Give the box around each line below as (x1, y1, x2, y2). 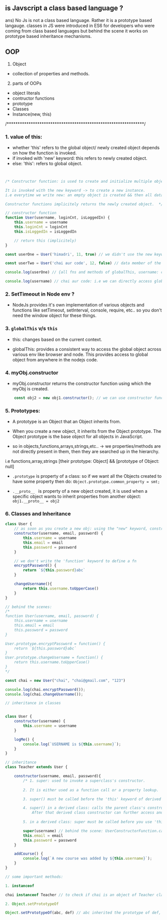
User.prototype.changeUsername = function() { (5, 655, 103, 660)
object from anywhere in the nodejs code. (12, 356, 98, 362)
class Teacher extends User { (5, 765, 68, 770)
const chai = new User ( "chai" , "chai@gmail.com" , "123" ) (5, 678, 126, 683)
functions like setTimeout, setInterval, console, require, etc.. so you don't (12, 307, 162, 313)
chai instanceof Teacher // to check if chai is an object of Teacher (5, 892, 155, 898)
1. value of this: (5, 133, 42, 140)
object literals (12, 90, 41, 96)
